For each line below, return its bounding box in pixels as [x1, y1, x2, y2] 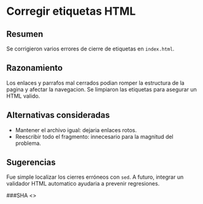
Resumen [6, 29, 44, 39]
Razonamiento [6, 63, 63, 73]
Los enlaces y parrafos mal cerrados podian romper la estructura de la [6, 79, 185, 87]
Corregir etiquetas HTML [6, 4, 136, 18]
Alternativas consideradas [6, 110, 110, 120]
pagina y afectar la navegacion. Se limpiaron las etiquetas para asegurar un [6, 85, 197, 93]
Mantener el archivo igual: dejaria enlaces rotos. [15, 126, 137, 133]
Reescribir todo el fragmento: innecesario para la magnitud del [15, 133, 174, 140]
